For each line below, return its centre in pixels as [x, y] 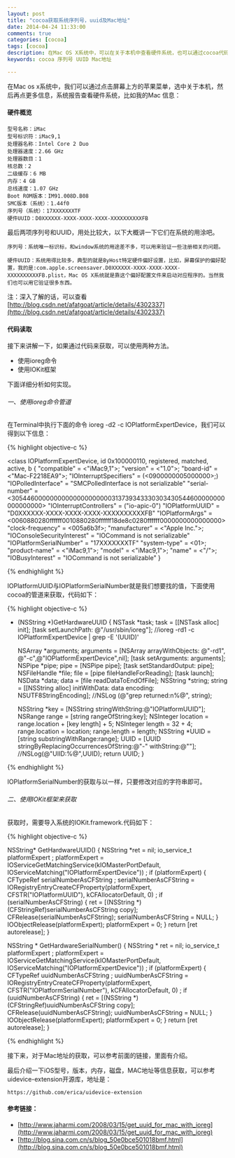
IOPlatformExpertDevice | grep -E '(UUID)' [78, 637]
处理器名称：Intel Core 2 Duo [48, 144]
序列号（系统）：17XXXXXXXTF [44, 211]
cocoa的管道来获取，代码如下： [53, 595]
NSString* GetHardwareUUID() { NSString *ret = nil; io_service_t [100, 850]
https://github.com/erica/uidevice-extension [74, 1092]
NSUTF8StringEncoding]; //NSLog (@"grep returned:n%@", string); [115, 695]
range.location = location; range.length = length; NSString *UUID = [114, 731]
